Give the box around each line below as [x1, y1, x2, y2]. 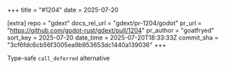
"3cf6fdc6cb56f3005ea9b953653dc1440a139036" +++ [7, 41, 167, 49]
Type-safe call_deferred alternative [7, 54, 110, 62]
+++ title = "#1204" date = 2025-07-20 [7, 6, 119, 14]
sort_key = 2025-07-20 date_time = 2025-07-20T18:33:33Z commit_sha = [7, 33, 219, 42]
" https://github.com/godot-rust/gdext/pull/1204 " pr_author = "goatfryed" [7, 27, 215, 34]
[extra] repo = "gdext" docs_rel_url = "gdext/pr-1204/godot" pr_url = [7, 19, 202, 27]
